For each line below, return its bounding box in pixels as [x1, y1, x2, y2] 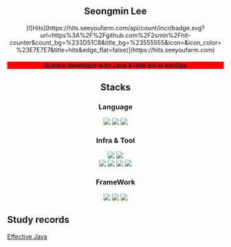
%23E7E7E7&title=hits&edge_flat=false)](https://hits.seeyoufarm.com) [16, 45, 215, 54]
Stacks [100, 81, 131, 93]
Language [98, 102, 133, 111]
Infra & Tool [96, 136, 135, 145]
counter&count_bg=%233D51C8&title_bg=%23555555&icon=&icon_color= [9, 38, 222, 47]
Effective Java [7, 232, 47, 240]
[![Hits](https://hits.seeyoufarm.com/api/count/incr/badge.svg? [26, 23, 205, 32]
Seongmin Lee [84, 6, 147, 17]
